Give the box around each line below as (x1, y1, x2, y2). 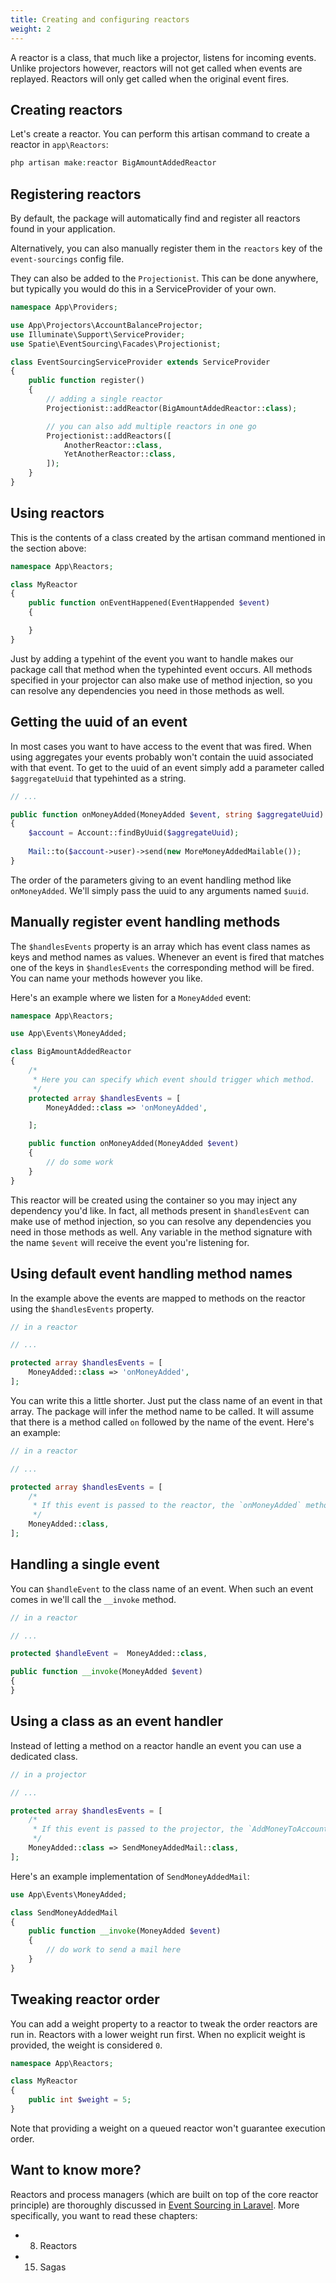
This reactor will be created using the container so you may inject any (10, 1194, 298, 1206)
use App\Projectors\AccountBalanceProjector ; (10, 320, 203, 330)
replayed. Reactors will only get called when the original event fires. (10, 72, 290, 85)
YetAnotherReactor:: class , (63, 449, 177, 460)
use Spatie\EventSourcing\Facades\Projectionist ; (10, 339, 222, 349)
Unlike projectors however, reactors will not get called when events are (10, 62, 303, 74)
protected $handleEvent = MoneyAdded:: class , (10, 1649, 208, 1659)
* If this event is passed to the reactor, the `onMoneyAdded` (32, 1501, 302, 1511)
